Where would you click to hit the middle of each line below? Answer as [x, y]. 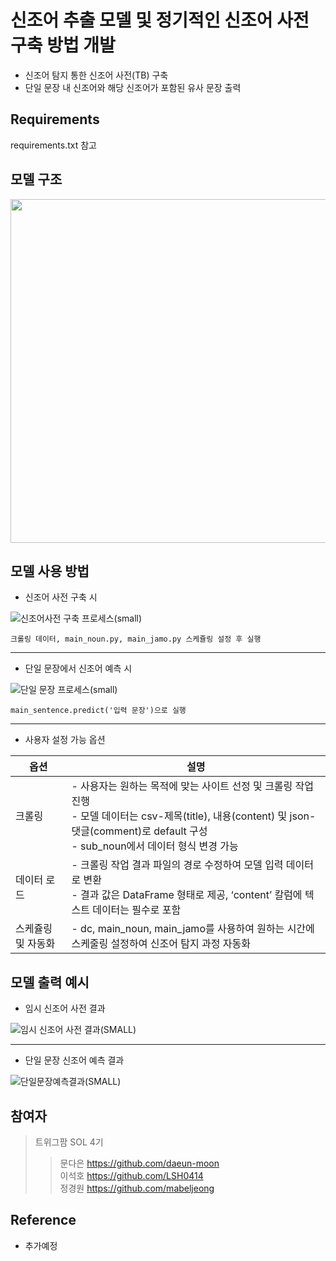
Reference [43, 1220]
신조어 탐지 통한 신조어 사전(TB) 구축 [96, 75]
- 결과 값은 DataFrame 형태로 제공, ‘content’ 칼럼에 [187, 895]
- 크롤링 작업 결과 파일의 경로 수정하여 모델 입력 [177, 865]
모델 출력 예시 [50, 982]
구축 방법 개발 [63, 45]
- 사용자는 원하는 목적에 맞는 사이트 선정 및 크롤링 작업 [193, 786]
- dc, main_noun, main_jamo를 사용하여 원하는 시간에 [193, 929]
